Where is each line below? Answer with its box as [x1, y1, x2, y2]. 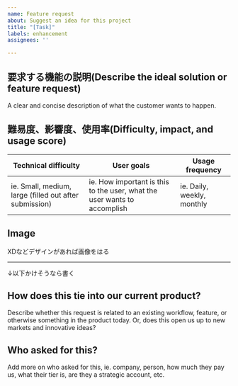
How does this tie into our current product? [7, 290, 201, 302]
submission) [11, 199, 52, 209]
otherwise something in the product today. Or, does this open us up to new [7, 316, 225, 324]
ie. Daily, [180, 181, 209, 191]
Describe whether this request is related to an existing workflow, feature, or [7, 309, 227, 317]
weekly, [180, 190, 206, 200]
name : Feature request [7, 10, 74, 18]
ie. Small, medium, [11, 181, 72, 191]
